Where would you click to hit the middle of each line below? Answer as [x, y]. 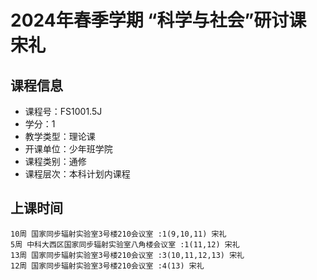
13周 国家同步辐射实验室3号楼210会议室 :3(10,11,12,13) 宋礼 [127, 255]
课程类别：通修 [55, 161]
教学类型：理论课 [60, 136]
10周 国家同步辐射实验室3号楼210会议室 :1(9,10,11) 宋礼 [118, 234]
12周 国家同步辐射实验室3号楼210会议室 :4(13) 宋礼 [107, 266]
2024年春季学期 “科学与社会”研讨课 [158, 20]
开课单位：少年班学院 [68, 149]
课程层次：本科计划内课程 [77, 174]
